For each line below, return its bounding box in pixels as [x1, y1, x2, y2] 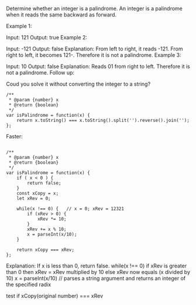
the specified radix [6, 281, 51, 288]
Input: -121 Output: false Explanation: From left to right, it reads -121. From [6, 45, 183, 52]
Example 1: [6, 23, 32, 29]
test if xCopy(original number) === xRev [6, 293, 104, 299]
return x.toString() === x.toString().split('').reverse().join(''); [16, 117, 190, 123]
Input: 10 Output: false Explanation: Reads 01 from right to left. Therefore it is [6, 63, 190, 70]
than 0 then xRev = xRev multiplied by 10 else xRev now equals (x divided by [6, 269, 191, 275]
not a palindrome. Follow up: [6, 69, 75, 76]
